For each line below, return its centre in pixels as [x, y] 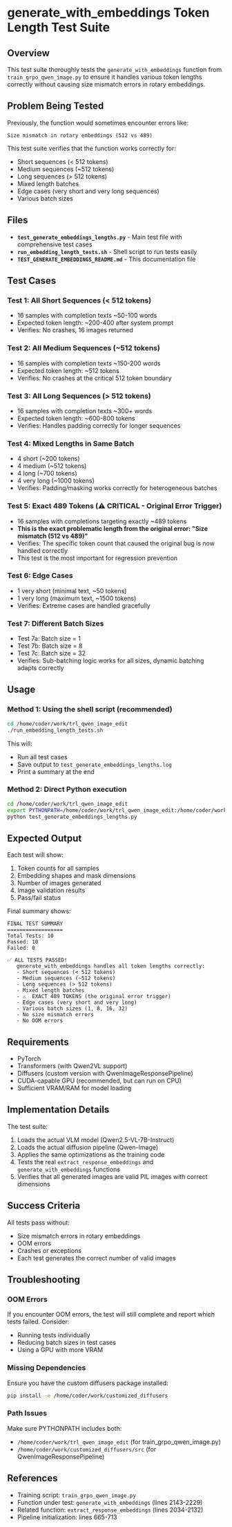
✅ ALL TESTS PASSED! [37, 960]
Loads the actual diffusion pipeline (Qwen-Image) [88, 1147]
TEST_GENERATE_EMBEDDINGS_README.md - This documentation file [106, 259]
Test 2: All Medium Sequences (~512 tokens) [84, 348]
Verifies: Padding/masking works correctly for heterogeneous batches [117, 488]
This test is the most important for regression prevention [97, 558]
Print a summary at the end [56, 771]
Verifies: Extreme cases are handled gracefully [84, 605]
